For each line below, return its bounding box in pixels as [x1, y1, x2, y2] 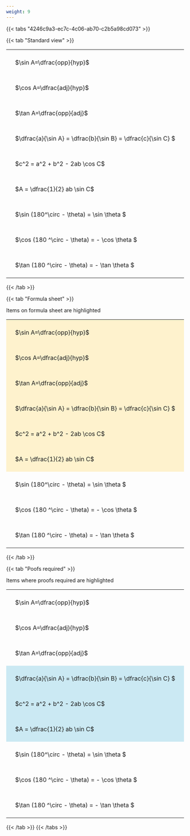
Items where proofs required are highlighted [6, 576, 114, 584]
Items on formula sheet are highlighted [6, 306, 101, 313]
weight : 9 [6, 8, 31, 15]
